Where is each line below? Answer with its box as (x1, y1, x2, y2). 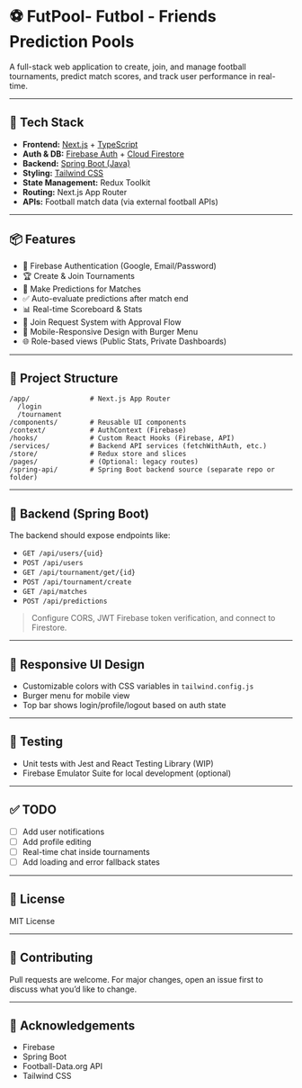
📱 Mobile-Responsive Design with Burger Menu (22, 326, 199, 337)
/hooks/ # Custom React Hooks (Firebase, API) (9, 434, 235, 443)
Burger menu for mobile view (22, 690, 130, 701)
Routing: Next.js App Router (22, 186, 128, 197)
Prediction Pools (9, 31, 135, 52)
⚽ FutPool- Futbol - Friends (9, 6, 218, 27)
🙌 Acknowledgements (9, 1018, 136, 1033)
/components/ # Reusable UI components (9, 418, 187, 427)
